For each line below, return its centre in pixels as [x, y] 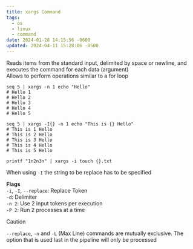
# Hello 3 [19, 103]
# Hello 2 [19, 98]
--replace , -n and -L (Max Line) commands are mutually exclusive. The [95, 233]
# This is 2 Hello [29, 134]
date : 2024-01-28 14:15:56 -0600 [48, 40]
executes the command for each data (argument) [67, 69]
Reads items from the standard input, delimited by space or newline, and [97, 63]
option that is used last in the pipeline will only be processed [82, 239]
